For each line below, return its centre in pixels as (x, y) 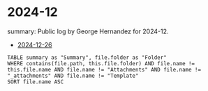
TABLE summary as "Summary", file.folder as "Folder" (87, 57)
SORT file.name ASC (36, 82)
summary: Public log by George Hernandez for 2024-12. (88, 31)
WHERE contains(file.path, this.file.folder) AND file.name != (101, 63)
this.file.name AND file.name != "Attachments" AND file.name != (104, 69)
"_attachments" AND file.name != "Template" (73, 76)
